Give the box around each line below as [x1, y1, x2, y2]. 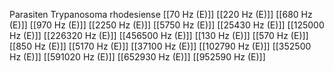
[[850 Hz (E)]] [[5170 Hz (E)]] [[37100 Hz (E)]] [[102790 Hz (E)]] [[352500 [9, 40, 312, 52]
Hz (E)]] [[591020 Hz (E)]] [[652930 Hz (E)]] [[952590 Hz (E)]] [9, 51, 266, 63]
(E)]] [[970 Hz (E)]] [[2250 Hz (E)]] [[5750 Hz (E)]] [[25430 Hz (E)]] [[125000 [9, 19, 325, 31]
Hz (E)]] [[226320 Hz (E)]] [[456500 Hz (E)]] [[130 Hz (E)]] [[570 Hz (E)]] [9, 30, 309, 41]
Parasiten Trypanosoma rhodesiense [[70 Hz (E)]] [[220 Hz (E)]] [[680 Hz [9, 9, 313, 20]
